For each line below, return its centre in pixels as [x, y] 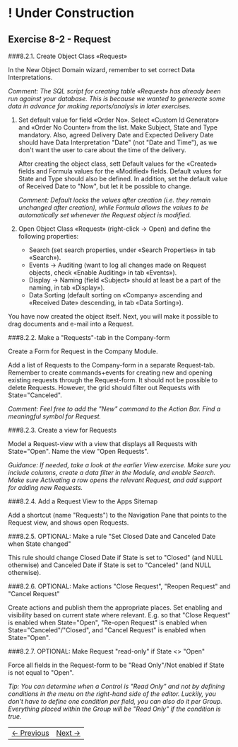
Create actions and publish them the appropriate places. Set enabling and [115, 608]
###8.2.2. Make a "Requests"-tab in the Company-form [89, 337]
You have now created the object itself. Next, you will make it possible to [113, 316]
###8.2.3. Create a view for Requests [63, 430]
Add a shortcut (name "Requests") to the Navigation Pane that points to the [118, 515]
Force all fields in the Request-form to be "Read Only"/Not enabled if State [116, 665]
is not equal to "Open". [41, 673]
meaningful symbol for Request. [55, 416]
